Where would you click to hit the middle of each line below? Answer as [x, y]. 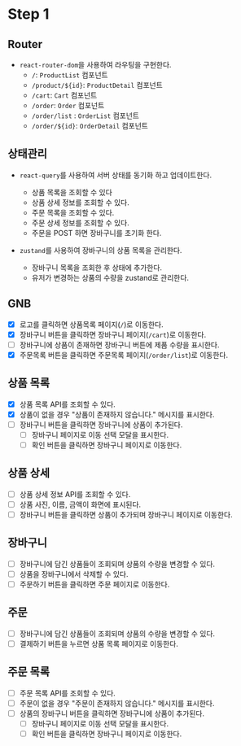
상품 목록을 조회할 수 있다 [72, 192]
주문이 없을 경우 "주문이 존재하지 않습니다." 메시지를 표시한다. [117, 703]
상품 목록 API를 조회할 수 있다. [67, 404]
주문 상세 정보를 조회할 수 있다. [80, 222]
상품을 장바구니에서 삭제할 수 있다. [74, 574]
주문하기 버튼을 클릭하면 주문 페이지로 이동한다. [94, 584]
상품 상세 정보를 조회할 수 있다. [80, 202]
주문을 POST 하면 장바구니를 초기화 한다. [96, 233]
